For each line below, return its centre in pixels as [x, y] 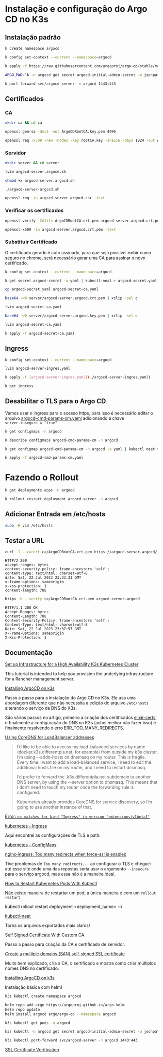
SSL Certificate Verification [32, 1050]
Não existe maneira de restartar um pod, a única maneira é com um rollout [81, 893]
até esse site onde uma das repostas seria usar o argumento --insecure [77, 869]
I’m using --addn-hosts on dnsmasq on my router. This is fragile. [81, 757]
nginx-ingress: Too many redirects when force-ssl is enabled [66, 854]
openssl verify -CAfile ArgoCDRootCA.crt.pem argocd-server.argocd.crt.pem [83, 221]
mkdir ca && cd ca [24, 123]
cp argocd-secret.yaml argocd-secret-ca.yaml [52, 289]
